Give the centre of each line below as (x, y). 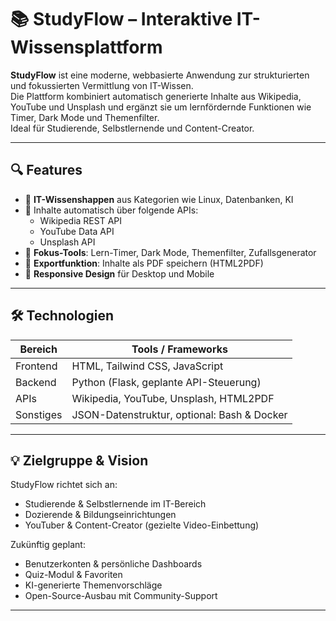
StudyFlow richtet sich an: (64, 485)
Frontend (36, 366)
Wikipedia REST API (81, 220)
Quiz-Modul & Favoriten (73, 575)
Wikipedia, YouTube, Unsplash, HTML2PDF (173, 398)
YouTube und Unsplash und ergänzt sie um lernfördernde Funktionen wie (161, 107)
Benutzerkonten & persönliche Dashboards (113, 564)
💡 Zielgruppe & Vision (79, 460)
